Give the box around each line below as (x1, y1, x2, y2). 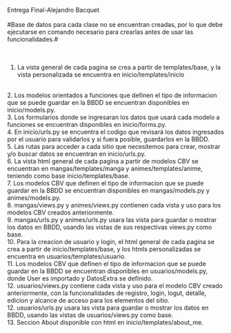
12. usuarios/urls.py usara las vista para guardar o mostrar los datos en (7, 303, 209, 312)
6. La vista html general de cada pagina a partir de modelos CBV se (7, 157, 199, 165)
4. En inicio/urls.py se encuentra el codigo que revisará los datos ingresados (7, 128, 225, 136)
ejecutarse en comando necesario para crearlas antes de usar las (7, 28, 194, 36)
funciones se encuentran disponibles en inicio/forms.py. (7, 121, 167, 128)
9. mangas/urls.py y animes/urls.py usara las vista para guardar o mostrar (7, 216, 217, 223)
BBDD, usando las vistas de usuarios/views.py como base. (7, 311, 174, 319)
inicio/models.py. (7, 106, 56, 114)
